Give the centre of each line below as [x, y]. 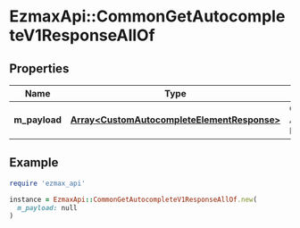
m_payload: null [47, 207]
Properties [39, 68]
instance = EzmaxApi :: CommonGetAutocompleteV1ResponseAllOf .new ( [133, 199]
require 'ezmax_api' [48, 183]
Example [34, 163]
